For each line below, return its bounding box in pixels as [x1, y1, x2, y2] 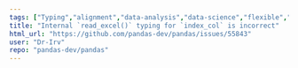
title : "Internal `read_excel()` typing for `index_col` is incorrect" [9, 21, 279, 30]
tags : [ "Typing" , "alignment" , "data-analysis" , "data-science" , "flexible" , [9, 12, 288, 22]
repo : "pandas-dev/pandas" [9, 46, 109, 55]
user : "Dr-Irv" [9, 37, 66, 47]
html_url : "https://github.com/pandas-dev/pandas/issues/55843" [9, 29, 252, 38]
